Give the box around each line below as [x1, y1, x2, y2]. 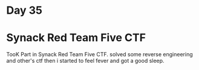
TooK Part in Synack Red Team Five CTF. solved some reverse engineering [6, 51, 194, 58]
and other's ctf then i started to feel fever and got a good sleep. [6, 57, 165, 65]
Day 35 [6, 4, 42, 17]
